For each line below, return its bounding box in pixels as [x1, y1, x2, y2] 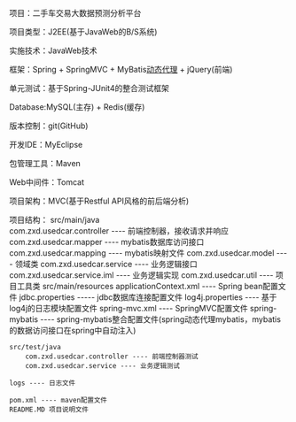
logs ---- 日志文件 [9, 379, 76, 387]
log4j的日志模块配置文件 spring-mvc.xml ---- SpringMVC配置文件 [9, 303, 248, 313]
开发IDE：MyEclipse [9, 140, 83, 150]
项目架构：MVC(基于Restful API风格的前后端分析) [9, 196, 190, 206]
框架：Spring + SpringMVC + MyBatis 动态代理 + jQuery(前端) [9, 65, 233, 74]
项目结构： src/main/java [9, 215, 100, 225]
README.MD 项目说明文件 [9, 405, 89, 414]
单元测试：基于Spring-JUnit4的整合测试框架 [9, 83, 170, 93]
